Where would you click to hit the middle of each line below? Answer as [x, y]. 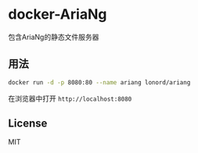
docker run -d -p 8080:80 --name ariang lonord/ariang [99, 82]
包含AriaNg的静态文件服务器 [54, 37]
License [28, 124]
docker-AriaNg [58, 14]
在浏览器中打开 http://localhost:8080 [70, 98]
